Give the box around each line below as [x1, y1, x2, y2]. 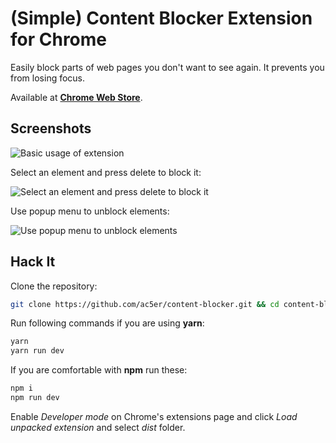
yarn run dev [10, 346, 65, 356]
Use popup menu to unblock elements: [10, 205, 170, 217]
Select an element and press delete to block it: [10, 166, 202, 178]
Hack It [10, 253, 56, 271]
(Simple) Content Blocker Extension [10, 7, 313, 30]
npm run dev [10, 393, 60, 403]
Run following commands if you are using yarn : [10, 317, 205, 329]
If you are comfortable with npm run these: [10, 364, 188, 376]
